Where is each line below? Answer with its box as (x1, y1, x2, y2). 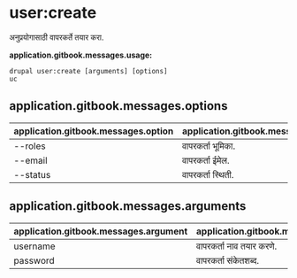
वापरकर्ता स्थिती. (182, 168, 234, 181)
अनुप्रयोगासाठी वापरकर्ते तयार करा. (9, 32, 104, 42)
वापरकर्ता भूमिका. (182, 140, 236, 152)
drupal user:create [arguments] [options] (9, 66, 168, 75)
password (13, 254, 55, 266)
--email (13, 154, 48, 166)
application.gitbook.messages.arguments (9, 198, 247, 214)
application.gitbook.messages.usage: (9, 50, 153, 60)
